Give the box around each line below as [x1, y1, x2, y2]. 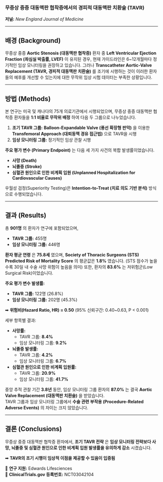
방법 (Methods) [5, 95, 51, 103]
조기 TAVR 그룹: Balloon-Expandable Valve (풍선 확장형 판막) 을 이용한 [12, 125, 150, 131]
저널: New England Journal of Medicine [5, 16, 84, 22]
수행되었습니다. [14, 191, 43, 197]
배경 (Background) [5, 36, 61, 45]
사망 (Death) [12, 157, 37, 163]
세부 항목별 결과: [5, 317, 36, 323]
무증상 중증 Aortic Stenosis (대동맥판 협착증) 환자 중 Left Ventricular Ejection [5, 50, 157, 56]
